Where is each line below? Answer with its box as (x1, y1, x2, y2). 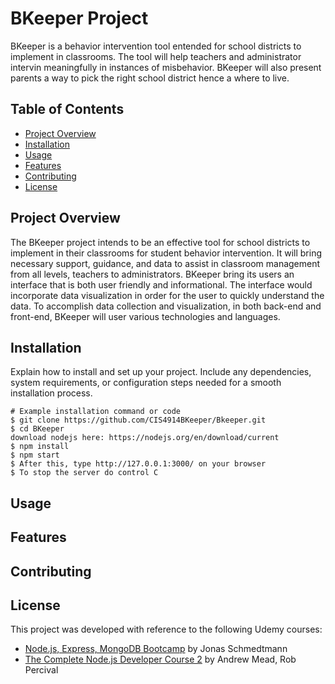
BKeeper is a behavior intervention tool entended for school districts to (10, 40, 302, 52)
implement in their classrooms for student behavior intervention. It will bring (10, 247, 323, 259)
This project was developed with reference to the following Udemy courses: (10, 623, 323, 636)
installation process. (10, 387, 93, 399)
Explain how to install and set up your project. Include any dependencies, (10, 366, 312, 378)
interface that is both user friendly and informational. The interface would (10, 278, 313, 291)
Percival (24, 664, 59, 676)
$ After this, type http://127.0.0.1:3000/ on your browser (10, 459, 267, 469)
